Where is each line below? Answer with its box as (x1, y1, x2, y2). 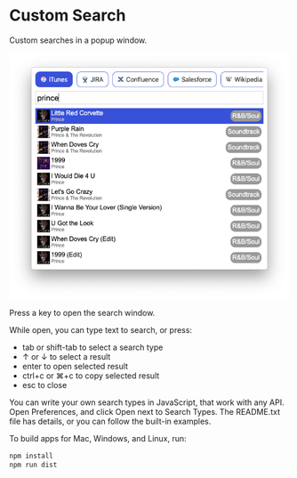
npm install (9, 451, 53, 461)
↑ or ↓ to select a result (21, 352, 111, 362)
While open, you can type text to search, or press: (9, 325, 193, 336)
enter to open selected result (21, 361, 129, 372)
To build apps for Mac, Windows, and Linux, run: (9, 433, 187, 444)
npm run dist (9, 460, 58, 470)
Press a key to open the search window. (9, 308, 156, 319)
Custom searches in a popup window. (9, 35, 148, 45)
